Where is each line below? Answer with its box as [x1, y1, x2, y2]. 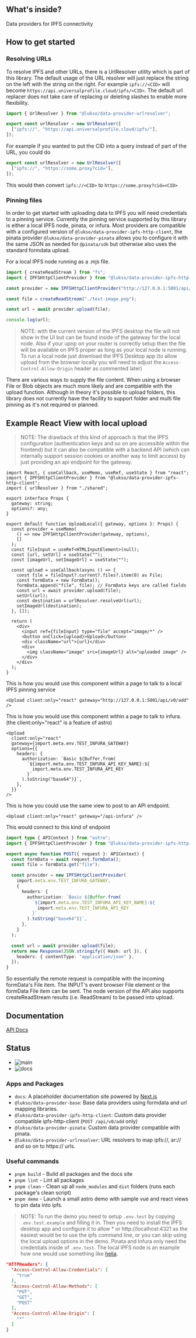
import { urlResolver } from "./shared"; [6, 485, 108, 491]
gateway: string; [11, 500, 54, 506]
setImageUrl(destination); [16, 603, 82, 609]
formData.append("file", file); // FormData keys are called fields [16, 582, 187, 588]
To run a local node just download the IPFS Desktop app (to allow [20, 352, 177, 359]
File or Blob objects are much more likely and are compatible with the [6, 383, 173, 390]
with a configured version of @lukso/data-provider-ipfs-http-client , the [6, 228, 183, 235]
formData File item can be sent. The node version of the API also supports [6, 987, 184, 994]
